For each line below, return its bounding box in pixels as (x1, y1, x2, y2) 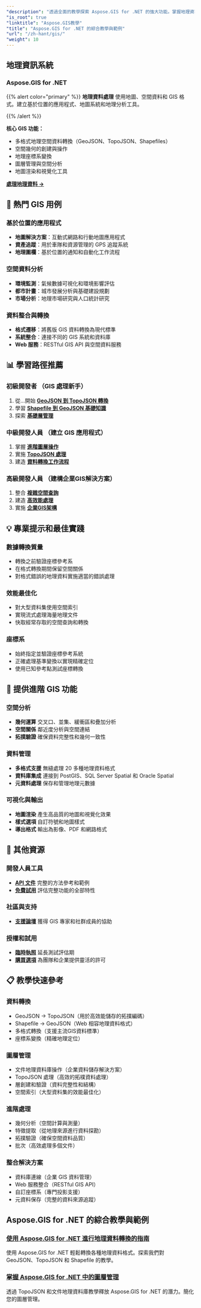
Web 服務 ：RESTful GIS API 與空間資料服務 (14, 341, 121, 348)
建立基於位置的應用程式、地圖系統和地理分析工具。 (16, 100, 142, 108)
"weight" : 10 (6, 37, 39, 43)
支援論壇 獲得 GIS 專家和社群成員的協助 (14, 918, 112, 925)
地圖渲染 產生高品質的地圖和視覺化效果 (14, 810, 111, 817)
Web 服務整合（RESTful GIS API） (14, 1180, 99, 1188)
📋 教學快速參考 (6, 976, 64, 986)
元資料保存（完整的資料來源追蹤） (14, 1195, 99, 1203)
